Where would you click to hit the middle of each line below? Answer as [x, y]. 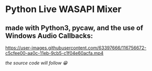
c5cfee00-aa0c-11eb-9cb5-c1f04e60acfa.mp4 [54, 53]
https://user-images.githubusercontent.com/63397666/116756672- [76, 48]
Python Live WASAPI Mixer [63, 9]
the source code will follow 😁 [36, 63]
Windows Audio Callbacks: [49, 35]
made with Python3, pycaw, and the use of [74, 28]
